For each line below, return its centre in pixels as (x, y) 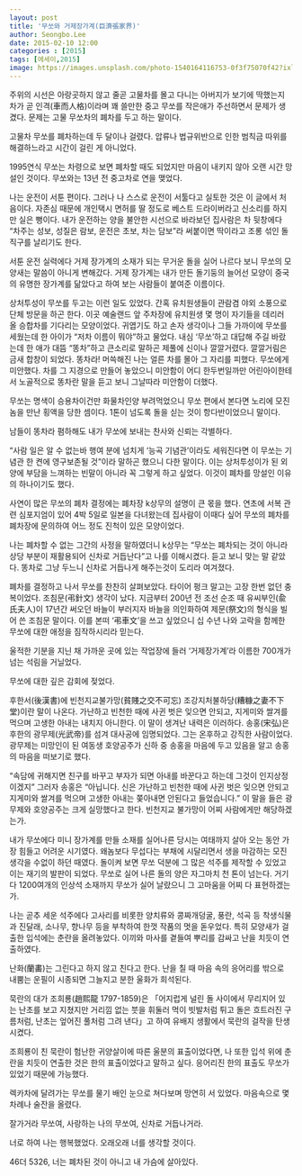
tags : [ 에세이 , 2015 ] (45, 59)
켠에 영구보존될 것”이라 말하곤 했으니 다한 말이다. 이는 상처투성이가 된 (157, 461)
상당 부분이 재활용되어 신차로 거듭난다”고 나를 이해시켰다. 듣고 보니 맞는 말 (139, 556)
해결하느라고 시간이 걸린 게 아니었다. (73, 147)
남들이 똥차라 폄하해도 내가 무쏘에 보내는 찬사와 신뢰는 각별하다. (121, 431)
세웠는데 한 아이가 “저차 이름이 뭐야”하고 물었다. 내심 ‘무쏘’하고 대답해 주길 (139, 336)
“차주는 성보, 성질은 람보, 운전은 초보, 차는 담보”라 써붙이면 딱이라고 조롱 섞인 (144, 231)
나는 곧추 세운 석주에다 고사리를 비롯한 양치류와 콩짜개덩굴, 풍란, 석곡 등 (135, 915)
